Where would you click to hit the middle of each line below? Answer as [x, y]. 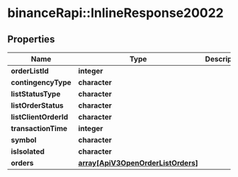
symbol [24, 140]
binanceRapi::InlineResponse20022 [116, 13]
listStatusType [36, 94]
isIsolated [28, 152]
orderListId [30, 71]
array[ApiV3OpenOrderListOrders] [138, 163]
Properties [31, 39]
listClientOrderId [40, 117]
